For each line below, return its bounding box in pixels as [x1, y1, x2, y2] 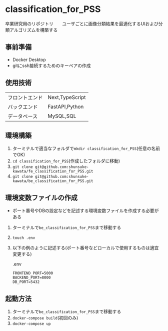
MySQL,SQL [47, 112, 76, 119]
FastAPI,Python [47, 103, 84, 110]
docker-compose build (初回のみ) [12, 315, 78, 320]
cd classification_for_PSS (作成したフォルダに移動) [12, 158, 120, 164]
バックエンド [7, 103, 38, 110]
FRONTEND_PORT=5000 [12, 271, 53, 276]
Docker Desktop [12, 56, 46, 62]
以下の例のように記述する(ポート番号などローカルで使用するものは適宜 [12, 245, 159, 251]
